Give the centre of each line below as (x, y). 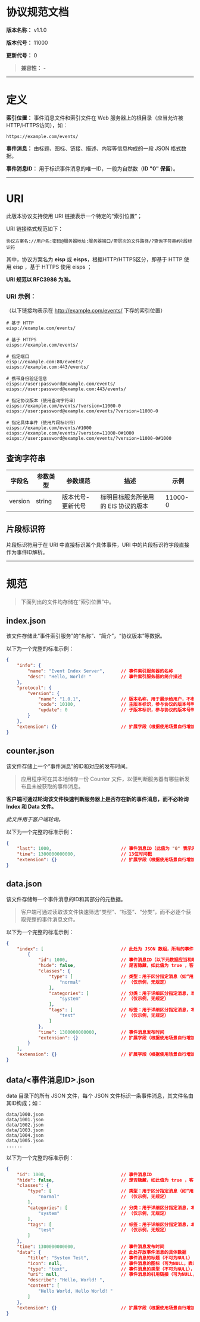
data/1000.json (25, 1114)
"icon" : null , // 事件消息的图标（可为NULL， (108, 1263)
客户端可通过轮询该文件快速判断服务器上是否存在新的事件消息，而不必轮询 (97, 799)
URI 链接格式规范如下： (35, 228)
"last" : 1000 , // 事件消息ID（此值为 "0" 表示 (104, 849)
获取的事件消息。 (62, 786)
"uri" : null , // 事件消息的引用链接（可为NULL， (112, 1274)
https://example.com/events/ (42, 136)
